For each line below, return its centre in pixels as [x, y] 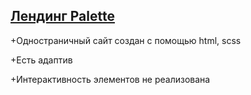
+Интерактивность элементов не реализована [110, 79]
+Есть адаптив [41, 60]
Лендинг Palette [62, 16]
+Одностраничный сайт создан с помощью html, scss [126, 40]
